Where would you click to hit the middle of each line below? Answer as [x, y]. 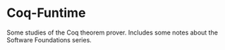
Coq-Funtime [46, 13]
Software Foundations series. [49, 39]
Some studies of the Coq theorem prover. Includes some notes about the [112, 32]
